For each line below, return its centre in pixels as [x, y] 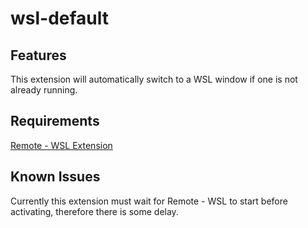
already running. [44, 90]
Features [38, 55]
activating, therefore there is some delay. [94, 211]
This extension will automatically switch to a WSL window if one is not [154, 79]
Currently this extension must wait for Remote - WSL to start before [149, 201]
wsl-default [60, 18]
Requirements [55, 121]
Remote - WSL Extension [61, 145]
